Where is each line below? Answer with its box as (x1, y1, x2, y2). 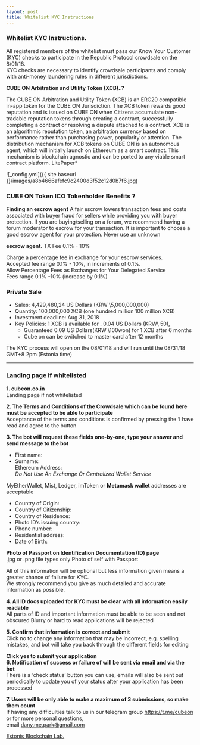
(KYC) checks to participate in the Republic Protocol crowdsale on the (6, 54, 177, 61)
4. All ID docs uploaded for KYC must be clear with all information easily (6, 597, 187, 605)
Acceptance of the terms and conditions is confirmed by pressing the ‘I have (6, 415, 194, 423)
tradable (6, 114, 27, 122)
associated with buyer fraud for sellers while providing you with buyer (6, 212, 177, 219)
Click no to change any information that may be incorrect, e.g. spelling (6, 634, 179, 641)
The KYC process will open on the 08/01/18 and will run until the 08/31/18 (6, 344, 186, 352)
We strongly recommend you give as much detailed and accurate (6, 579, 166, 587)
